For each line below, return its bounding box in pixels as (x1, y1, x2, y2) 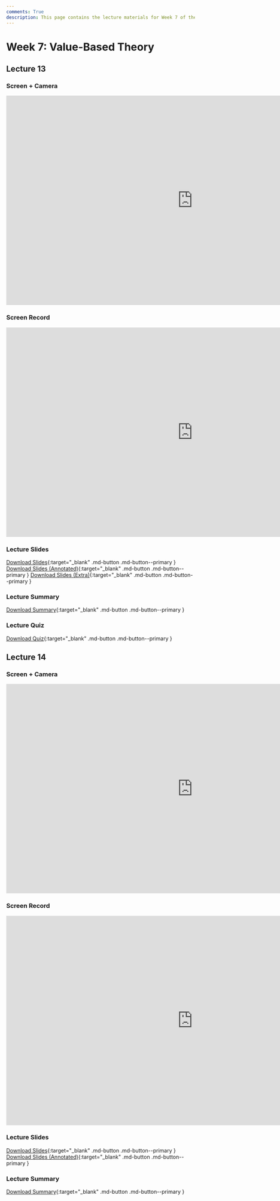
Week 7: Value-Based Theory (6, 40, 154, 54)
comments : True (6, 8, 44, 15)
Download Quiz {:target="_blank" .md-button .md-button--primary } (6, 635, 172, 642)
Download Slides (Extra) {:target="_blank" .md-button (30, 571, 162, 578)
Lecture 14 (6, 652, 47, 662)
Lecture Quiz (6, 621, 45, 630)
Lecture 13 (6, 64, 46, 74)
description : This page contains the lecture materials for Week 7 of (6, 14, 186, 20)
